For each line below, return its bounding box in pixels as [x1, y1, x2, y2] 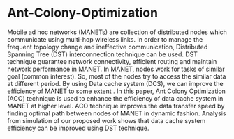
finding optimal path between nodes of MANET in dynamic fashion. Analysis [7, 109, 226, 117]
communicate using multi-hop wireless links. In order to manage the [7, 35, 203, 43]
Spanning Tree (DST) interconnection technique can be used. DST [7, 50, 198, 58]
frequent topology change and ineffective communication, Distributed [7, 42, 208, 51]
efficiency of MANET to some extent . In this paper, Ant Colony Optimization [7, 87, 226, 95]
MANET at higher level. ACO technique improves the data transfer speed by [7, 101, 225, 110]
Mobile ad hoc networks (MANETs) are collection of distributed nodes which [7, 28, 227, 36]
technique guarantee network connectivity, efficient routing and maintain [7, 57, 217, 65]
